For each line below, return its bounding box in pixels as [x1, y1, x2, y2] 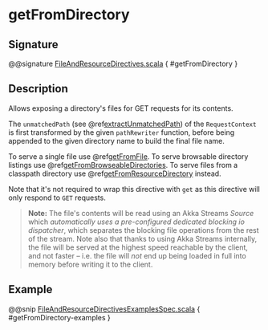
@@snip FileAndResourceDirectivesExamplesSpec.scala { [8, 304, 201, 314]
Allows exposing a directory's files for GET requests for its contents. [8, 103, 234, 113]
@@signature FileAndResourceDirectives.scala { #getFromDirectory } [8, 59, 238, 68]
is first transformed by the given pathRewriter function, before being [8, 127, 235, 137]
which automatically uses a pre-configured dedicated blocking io [27, 217, 245, 226]
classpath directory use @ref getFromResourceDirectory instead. [8, 169, 222, 178]
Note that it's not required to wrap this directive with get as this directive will [8, 184, 261, 194]
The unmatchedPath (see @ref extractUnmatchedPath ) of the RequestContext [8, 119, 257, 128]
